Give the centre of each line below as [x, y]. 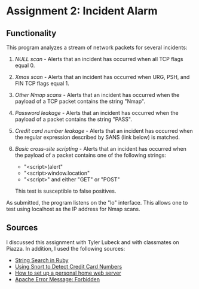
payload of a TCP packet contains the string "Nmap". [80, 101]
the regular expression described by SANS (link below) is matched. [97, 137]
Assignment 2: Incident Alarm [82, 11]
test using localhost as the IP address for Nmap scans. [73, 209]
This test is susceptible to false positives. [65, 191]
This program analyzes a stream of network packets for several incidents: [97, 47]
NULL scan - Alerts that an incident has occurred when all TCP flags [99, 59]
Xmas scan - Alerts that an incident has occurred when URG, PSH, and [102, 77]
